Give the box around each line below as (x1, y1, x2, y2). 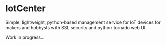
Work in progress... (5, 34, 45, 40)
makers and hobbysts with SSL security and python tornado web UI (5, 24, 146, 30)
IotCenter (5, 3, 46, 14)
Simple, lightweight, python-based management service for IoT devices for (5, 19, 161, 25)
